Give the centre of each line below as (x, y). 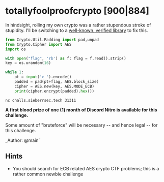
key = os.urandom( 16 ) (28, 63)
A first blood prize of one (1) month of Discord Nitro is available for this (81, 110)
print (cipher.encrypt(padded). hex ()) (54, 91)
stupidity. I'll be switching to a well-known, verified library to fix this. (77, 30)
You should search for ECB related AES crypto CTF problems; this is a (86, 168)
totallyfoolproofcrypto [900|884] (77, 11)
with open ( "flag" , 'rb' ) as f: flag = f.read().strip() (66, 58)
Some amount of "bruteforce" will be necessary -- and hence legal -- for (81, 125)
